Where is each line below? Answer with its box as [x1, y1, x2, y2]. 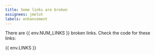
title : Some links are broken [5, 7, 68, 12]
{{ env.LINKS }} [5, 45, 36, 51]
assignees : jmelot [5, 12, 43, 17]
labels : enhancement [5, 16, 48, 21]
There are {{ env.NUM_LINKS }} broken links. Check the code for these [5, 30, 151, 36]
